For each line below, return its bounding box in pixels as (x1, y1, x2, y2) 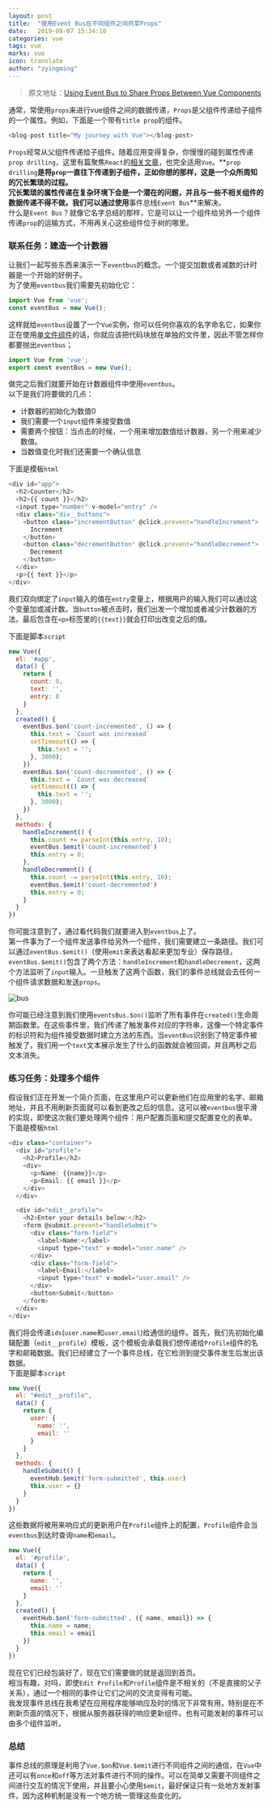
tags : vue (8, 42, 42, 50)
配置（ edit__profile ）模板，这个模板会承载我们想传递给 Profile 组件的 (15, 1338, 252, 1347)
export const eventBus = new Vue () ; (8, 364, 132, 372)
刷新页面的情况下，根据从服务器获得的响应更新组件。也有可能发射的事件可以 (8, 1708, 264, 1717)
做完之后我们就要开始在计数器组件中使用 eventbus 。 (8, 379, 180, 389)
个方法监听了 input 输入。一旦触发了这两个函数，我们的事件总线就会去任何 (8, 967, 253, 976)
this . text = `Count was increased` (29, 730, 151, 738)
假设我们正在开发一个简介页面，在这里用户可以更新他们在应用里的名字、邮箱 (8, 1092, 264, 1102)
